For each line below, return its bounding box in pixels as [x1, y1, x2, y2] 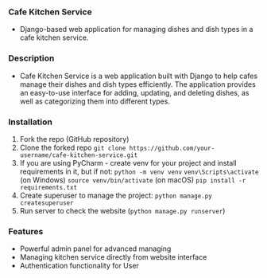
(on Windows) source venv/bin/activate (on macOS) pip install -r [19, 174, 246, 185]
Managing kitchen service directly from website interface [19, 253, 207, 262]
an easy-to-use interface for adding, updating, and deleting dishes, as [19, 88, 250, 97]
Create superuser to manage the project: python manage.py [19, 190, 212, 200]
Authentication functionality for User [19, 261, 139, 271]
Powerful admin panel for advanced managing [19, 244, 172, 253]
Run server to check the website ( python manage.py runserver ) [19, 206, 226, 215]
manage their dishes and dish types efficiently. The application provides [19, 79, 256, 89]
